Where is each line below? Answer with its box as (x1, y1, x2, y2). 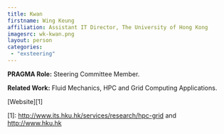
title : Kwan (7, 10, 43, 18)
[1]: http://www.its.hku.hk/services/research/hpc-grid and (7, 111, 176, 120)
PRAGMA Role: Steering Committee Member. (7, 69, 140, 78)
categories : (7, 43, 43, 51)
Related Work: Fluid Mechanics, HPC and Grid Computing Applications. (7, 83, 218, 92)
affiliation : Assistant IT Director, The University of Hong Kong (7, 24, 208, 31)
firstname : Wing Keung (7, 17, 75, 24)
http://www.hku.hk (7, 118, 62, 127)
